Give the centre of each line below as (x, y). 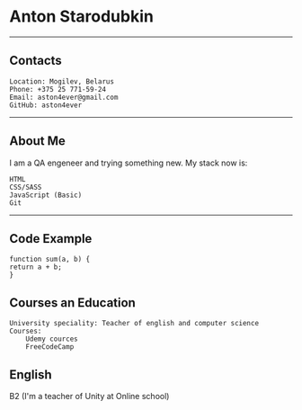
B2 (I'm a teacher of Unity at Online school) (89, 396)
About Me (37, 141)
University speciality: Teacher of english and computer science (134, 324)
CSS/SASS (26, 187)
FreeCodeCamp (50, 347)
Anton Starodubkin (82, 17)
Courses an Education (73, 303)
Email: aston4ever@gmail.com (64, 97)
